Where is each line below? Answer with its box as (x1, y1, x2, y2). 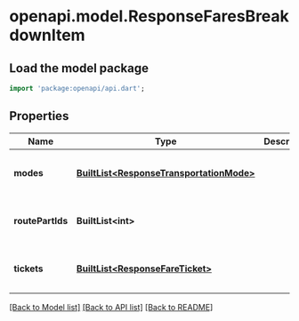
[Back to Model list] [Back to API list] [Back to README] (9, 301, 214, 312)
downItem (9, 25, 86, 45)
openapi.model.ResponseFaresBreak (9, 6, 289, 27)
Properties (9, 108, 69, 124)
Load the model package (9, 60, 149, 76)
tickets (13, 262, 44, 275)
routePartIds (13, 214, 69, 227)
